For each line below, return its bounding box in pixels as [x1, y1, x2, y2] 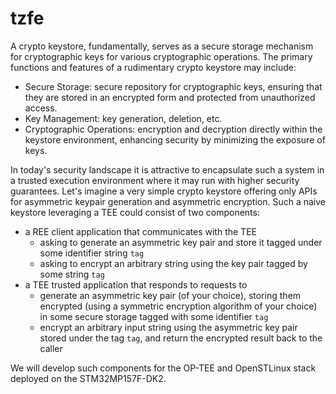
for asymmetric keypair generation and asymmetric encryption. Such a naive [10, 195, 326, 207]
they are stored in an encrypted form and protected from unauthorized [24, 91, 316, 103]
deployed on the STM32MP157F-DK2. [10, 372, 167, 384]
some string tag [39, 268, 105, 280]
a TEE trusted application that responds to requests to [24, 278, 248, 291]
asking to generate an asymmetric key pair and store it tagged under [39, 236, 323, 248]
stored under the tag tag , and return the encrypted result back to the [39, 332, 323, 344]
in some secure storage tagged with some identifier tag [39, 310, 269, 322]
